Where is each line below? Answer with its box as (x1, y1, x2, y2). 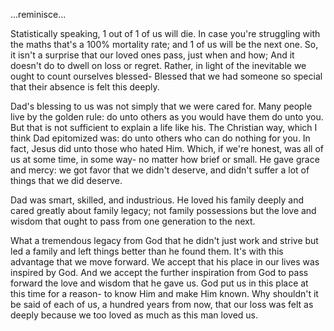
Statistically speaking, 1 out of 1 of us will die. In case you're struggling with (10, 28, 321, 39)
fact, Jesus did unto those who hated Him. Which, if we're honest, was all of (10, 143, 324, 154)
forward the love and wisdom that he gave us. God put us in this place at (10, 277, 309, 289)
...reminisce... (10, 9, 67, 20)
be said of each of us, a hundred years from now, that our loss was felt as (10, 299, 314, 310)
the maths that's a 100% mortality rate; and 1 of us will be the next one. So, (10, 39, 319, 50)
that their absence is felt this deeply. (10, 81, 160, 93)
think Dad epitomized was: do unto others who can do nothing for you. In (10, 132, 311, 144)
